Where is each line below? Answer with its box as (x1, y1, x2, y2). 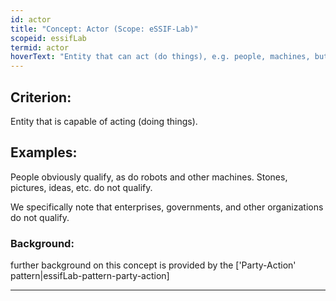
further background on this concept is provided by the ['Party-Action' (10, 259, 297, 271)
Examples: (10, 144, 78, 161)
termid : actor (10, 42, 70, 53)
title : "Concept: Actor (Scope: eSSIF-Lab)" (10, 24, 199, 34)
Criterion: (10, 89, 72, 106)
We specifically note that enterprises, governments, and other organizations (10, 201, 324, 213)
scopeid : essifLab (10, 33, 87, 43)
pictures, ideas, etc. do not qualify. (10, 181, 153, 193)
